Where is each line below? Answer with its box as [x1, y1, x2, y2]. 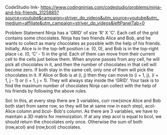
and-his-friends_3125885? [5, 9, 59, 15]
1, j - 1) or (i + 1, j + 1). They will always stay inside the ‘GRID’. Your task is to [5, 77, 159, 83]
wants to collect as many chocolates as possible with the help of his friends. [5, 40, 162, 46]
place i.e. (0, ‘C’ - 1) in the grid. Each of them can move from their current [5, 51, 155, 57]
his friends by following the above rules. [5, 88, 87, 94]
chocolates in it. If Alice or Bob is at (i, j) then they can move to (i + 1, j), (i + [5, 72, 159, 78]
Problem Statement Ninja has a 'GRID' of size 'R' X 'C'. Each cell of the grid [5, 30, 159, 35]
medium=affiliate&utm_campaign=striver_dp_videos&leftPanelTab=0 [5, 20, 145, 26]
